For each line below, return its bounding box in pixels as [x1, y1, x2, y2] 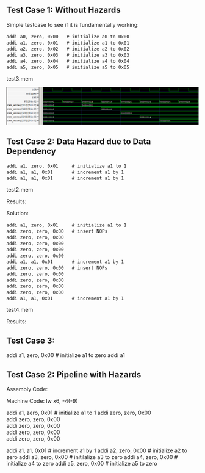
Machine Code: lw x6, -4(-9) [6, 397, 78, 405]
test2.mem [6, 186, 34, 193]
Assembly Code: [6, 386, 48, 393]
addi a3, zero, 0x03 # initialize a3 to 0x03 [6, 52, 130, 58]
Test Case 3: [6, 335, 55, 345]
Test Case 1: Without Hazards [6, 5, 121, 15]
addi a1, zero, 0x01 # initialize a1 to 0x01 [6, 40, 130, 46]
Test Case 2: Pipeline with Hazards [6, 369, 142, 380]
